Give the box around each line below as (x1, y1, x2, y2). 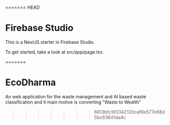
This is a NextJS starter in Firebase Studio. (5, 39, 95, 45)
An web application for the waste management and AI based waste (5, 93, 147, 99)
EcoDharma (5, 77, 56, 88)
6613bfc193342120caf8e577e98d (94, 109, 165, 115)
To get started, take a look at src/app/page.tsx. (5, 48, 104, 55)
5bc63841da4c (94, 114, 126, 120)
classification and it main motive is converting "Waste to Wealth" (5, 99, 141, 105)
